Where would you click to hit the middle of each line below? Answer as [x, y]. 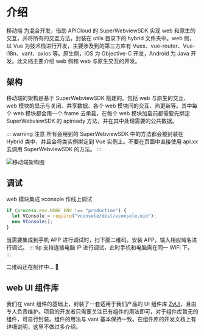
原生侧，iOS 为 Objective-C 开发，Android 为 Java [126, 53]
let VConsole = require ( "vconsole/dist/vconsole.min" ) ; [84, 216]
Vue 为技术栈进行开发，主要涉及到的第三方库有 [72, 46]
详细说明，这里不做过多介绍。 [44, 326]
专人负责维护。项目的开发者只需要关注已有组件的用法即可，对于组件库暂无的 [102, 311]
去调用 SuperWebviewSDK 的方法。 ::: [54, 149]
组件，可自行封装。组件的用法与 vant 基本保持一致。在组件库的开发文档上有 [101, 319]
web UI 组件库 [33, 288]
